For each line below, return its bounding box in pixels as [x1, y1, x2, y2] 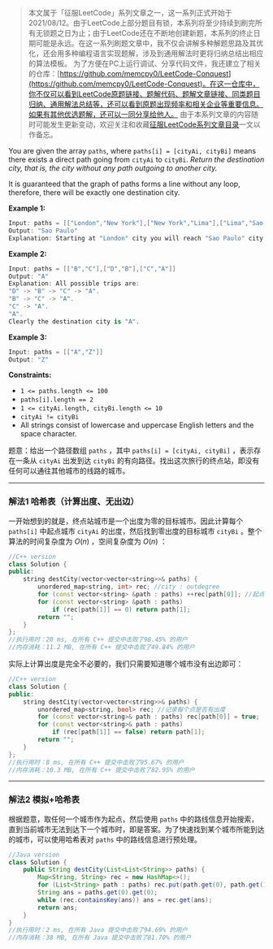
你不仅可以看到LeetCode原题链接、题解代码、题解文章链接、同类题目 [28, 89, 261, 98]
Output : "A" [8, 272, 49, 280]
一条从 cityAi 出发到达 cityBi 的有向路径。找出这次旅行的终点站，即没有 [15, 456, 260, 466]
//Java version [8, 851, 60, 859]
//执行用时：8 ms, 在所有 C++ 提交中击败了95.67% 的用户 [8, 758, 184, 766]
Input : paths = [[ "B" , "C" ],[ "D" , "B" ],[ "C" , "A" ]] [8, 264, 176, 273]
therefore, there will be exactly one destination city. [8, 188, 180, 197]
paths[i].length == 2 [19, 396, 93, 405]
